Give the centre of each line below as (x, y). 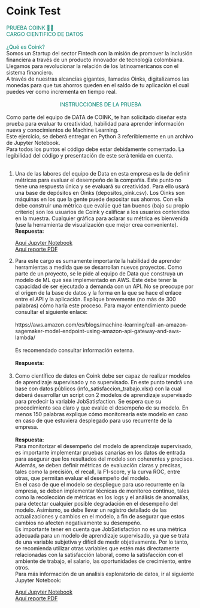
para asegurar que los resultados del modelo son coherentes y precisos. (104, 459)
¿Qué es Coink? (25, 47)
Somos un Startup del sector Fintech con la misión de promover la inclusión (99, 53)
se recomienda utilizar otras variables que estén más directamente (97, 548)
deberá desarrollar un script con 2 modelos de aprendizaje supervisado (103, 395)
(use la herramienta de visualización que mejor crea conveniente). (96, 224)
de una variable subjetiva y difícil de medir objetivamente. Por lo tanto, (102, 542)
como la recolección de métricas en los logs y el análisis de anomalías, (102, 497)
